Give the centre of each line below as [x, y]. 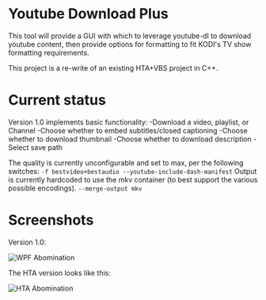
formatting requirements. [49, 52]
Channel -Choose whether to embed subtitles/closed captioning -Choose [128, 130]
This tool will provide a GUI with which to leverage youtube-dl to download [130, 36]
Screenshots [51, 220]
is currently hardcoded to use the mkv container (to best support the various [133, 179]
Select [19, 147]
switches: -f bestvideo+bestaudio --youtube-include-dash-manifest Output [133, 171]
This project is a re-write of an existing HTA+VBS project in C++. [113, 67]
